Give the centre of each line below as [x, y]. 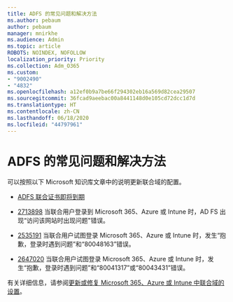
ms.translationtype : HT [42, 105]
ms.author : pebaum [34, 20]
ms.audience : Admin [36, 40]
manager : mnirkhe [33, 33]
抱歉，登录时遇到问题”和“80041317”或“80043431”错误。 [108, 268]
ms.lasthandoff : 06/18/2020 [48, 118]
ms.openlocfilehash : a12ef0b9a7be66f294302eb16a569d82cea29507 [101, 92]
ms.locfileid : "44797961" [45, 124]
